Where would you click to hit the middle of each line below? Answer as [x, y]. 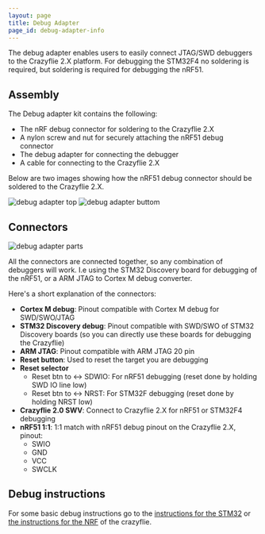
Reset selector [44, 368]
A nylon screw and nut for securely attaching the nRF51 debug [121, 138]
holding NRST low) [62, 402]
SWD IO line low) [59, 385]
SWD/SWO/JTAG [47, 317]
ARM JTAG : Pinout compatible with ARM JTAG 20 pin [107, 351]
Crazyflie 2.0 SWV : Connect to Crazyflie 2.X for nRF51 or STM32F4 [131, 410]
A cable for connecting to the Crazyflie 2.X [90, 163]
